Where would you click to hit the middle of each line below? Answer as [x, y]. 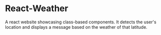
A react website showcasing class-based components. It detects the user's [81, 22]
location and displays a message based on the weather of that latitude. [76, 27]
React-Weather [37, 9]
